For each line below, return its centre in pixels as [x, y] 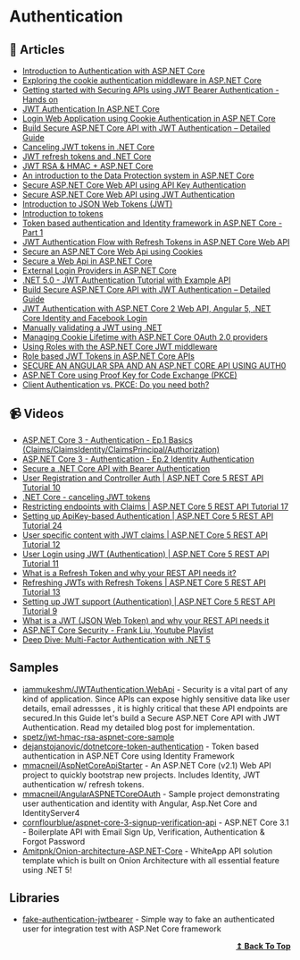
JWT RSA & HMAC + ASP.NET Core [87, 166]
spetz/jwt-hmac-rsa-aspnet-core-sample [98, 736]
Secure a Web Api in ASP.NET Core [87, 261]
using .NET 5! [47, 870]
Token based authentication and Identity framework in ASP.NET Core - [152, 223]
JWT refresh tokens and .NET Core [87, 157]
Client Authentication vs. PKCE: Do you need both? [116, 385]
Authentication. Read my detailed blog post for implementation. [138, 727]
